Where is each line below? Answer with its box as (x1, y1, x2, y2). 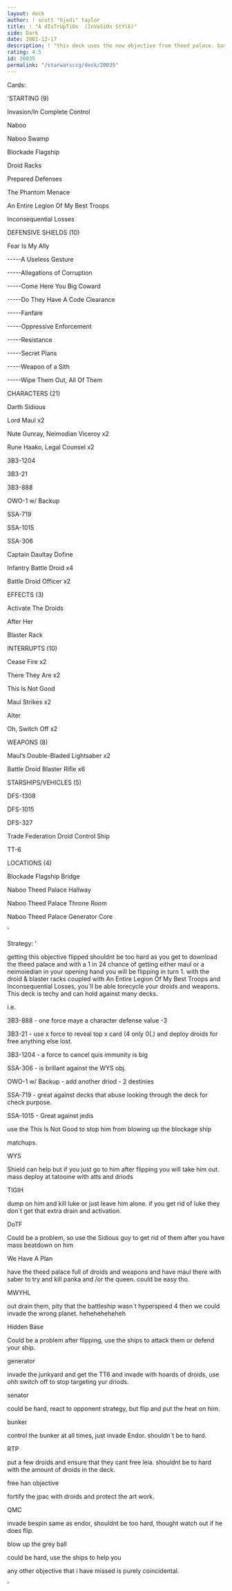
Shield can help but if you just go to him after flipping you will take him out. (7, 1165, 220, 1174)
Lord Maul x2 (7, 416, 45, 424)
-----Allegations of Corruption (7, 268, 93, 277)
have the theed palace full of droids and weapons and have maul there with (7, 1268, 222, 1276)
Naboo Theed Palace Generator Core (7, 912, 113, 921)
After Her (7, 617, 34, 625)
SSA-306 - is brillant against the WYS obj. (7, 1063, 126, 1072)
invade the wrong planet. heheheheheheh (7, 1309, 126, 1318)
